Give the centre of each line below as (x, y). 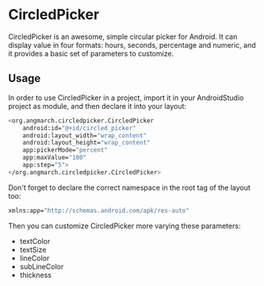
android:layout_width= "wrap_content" (85, 135)
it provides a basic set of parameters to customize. (91, 53)
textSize (33, 249)
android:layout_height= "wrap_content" (86, 143)
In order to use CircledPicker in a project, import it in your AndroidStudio (126, 98)
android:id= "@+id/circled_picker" (79, 128)
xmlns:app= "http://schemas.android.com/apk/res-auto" (99, 211)
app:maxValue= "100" (55, 158)
